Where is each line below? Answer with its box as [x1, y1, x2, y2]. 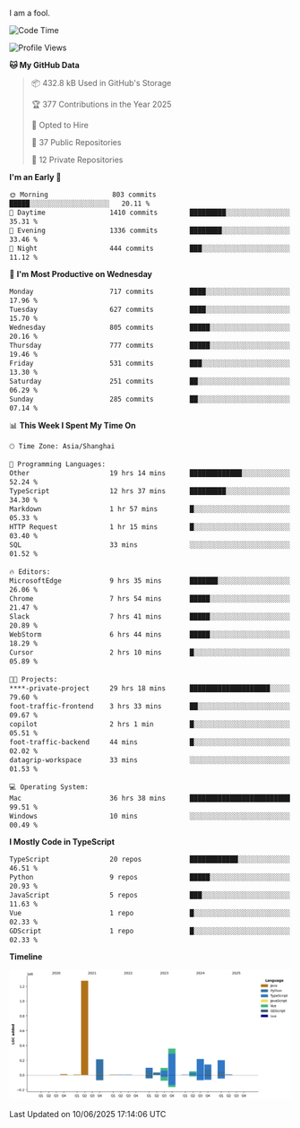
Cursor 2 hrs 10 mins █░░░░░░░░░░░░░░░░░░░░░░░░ [9, 648, 291, 657]
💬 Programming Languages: [9, 460, 106, 469]
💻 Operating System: [9, 783, 90, 792]
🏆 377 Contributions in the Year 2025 [30, 99, 172, 109]
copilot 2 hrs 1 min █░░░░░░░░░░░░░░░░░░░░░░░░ [9, 720, 291, 729]
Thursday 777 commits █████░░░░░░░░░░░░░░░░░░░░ [9, 341, 291, 350]
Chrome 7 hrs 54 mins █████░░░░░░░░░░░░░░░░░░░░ [9, 594, 291, 603]
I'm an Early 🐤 [9, 172, 62, 182]
